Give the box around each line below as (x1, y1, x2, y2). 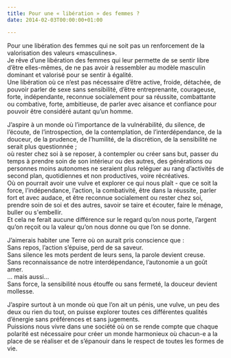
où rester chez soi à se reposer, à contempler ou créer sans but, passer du (7, 149, 219, 158)
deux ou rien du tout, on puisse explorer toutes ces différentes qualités (7, 307, 208, 316)
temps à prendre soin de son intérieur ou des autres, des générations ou (7, 157, 212, 165)
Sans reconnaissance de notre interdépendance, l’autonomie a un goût (7, 258, 208, 266)
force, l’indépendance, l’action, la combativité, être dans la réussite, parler (7, 186, 217, 194)
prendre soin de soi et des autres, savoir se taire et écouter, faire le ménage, (7, 201, 223, 209)
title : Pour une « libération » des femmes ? (7, 10, 140, 17)
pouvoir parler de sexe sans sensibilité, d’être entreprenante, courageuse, (7, 85, 217, 93)
